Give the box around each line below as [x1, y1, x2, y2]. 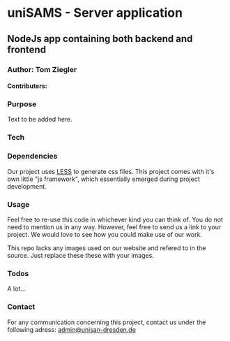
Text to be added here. [7, 115, 73, 124]
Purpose [7, 99, 37, 109]
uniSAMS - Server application [7, 5, 183, 21]
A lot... [7, 284, 26, 293]
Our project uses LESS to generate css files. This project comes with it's [7, 167, 215, 175]
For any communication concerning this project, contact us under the [7, 318, 206, 326]
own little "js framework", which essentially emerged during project [7, 175, 200, 183]
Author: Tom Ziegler [7, 64, 77, 74]
